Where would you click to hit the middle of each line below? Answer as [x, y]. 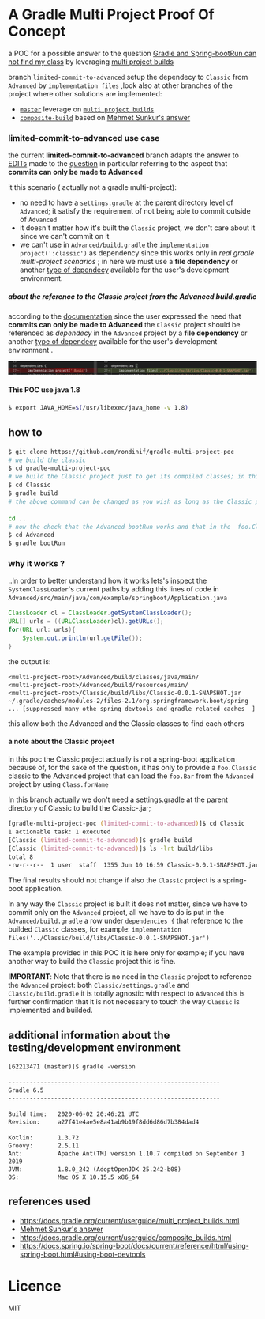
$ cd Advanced [32, 535]
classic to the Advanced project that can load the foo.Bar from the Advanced [131, 776]
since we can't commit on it [64, 236]
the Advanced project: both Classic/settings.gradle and [99, 985]
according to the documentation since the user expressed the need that [125, 316]
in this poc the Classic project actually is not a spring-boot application [121, 759]
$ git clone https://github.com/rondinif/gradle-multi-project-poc [121, 452]
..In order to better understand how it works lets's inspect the [108, 581]
